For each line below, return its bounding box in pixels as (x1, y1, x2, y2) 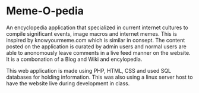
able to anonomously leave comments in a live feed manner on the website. (6, 49, 191, 56)
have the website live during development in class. (6, 79, 130, 87)
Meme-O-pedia (6, 4, 84, 18)
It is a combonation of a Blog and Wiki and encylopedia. (6, 55, 143, 63)
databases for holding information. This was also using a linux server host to (6, 73, 193, 80)
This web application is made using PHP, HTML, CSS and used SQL (6, 67, 172, 74)
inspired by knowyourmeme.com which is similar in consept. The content (6, 36, 185, 44)
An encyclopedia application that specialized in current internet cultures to (6, 24, 189, 31)
